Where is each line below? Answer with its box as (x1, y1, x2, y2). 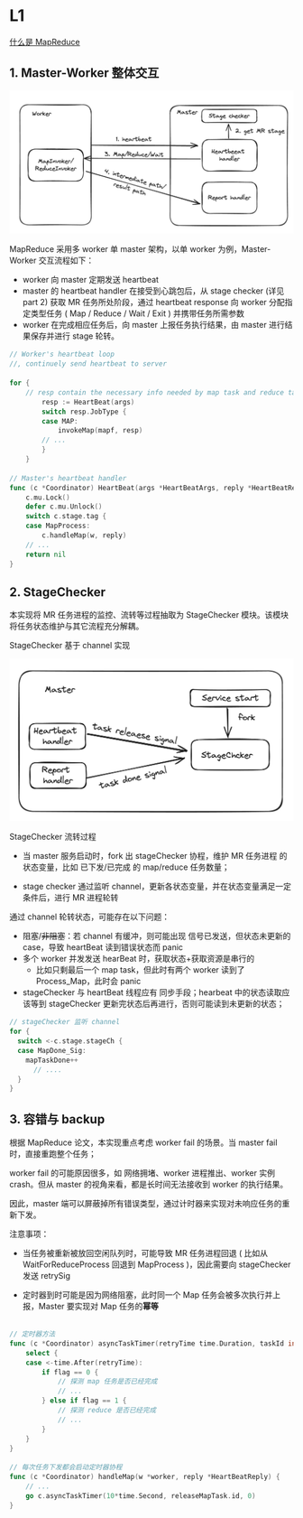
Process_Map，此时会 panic (35, 976, 142, 987)
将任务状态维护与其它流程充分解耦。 (9, 620, 144, 632)
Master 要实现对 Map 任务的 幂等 (38, 1301, 160, 1312)
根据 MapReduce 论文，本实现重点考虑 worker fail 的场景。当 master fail (9, 1137, 278, 1148)
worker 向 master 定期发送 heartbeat (22, 275, 160, 285)
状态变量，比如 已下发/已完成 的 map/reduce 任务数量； (22, 861, 230, 872)
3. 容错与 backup (9, 1112, 106, 1127)
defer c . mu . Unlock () (25, 502, 103, 511)
